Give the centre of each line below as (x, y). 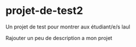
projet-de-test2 (44, 11)
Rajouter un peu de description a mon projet (59, 38)
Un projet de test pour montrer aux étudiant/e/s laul (68, 27)
